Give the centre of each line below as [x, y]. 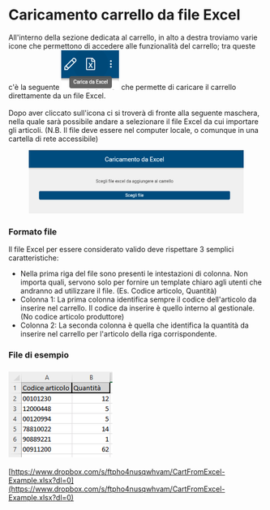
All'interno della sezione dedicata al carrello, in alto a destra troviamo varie [133, 37]
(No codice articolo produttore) [72, 317]
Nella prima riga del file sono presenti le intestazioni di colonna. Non [134, 274]
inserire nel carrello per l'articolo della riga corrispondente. [118, 334]
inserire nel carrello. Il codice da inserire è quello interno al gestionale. [137, 308]
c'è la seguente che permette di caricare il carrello [122, 87]
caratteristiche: [34, 258]
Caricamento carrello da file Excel [124, 15]
